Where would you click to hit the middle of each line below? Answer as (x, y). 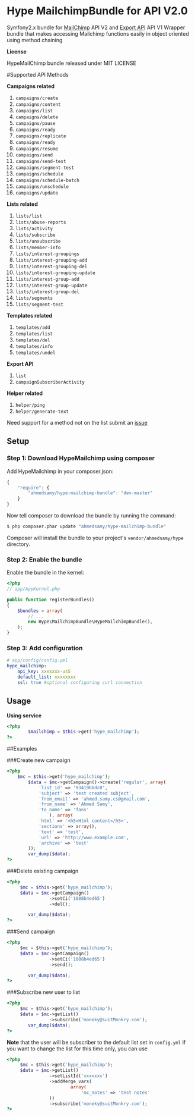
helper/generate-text (42, 412)
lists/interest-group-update (51, 285)
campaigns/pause (35, 123)
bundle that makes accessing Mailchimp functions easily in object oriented (98, 33)
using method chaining (35, 40)
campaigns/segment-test (45, 168)
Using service (24, 716)
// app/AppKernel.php (33, 589)
